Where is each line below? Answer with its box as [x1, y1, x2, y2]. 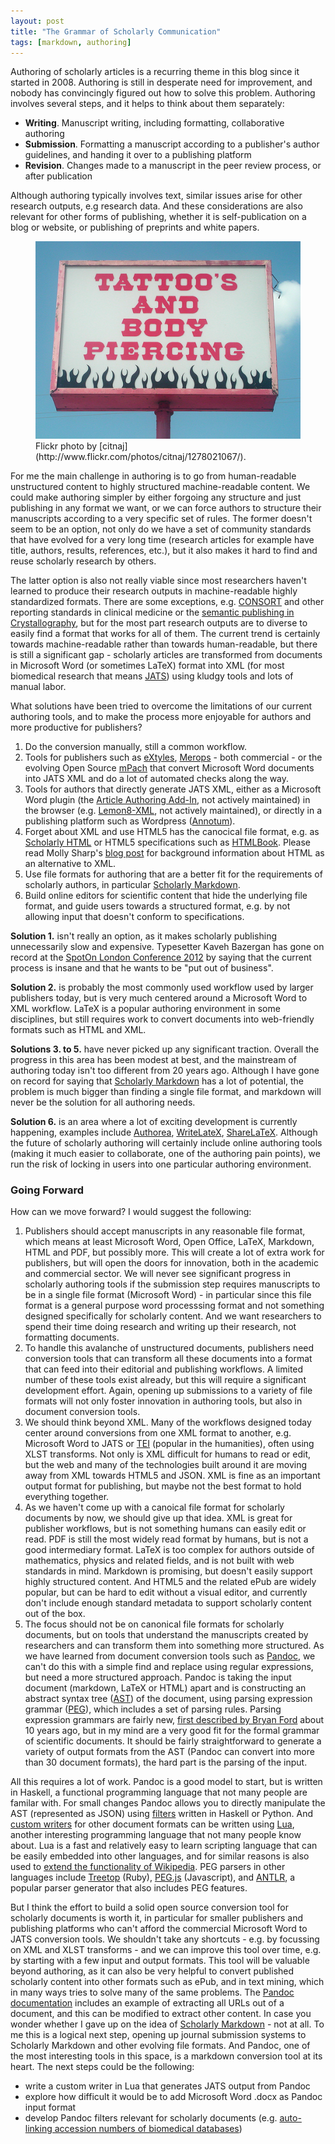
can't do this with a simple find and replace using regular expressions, [24, 1661, 314, 1673]
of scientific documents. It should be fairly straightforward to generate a [24, 1735, 322, 1747]
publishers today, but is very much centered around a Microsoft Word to [10, 991, 308, 1004]
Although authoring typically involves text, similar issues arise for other [10, 190, 303, 202]
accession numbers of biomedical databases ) [54, 2123, 243, 2135]
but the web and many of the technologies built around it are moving [24, 1459, 308, 1471]
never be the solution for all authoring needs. [10, 1096, 196, 1108]
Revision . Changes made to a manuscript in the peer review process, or [24, 160, 322, 172]
